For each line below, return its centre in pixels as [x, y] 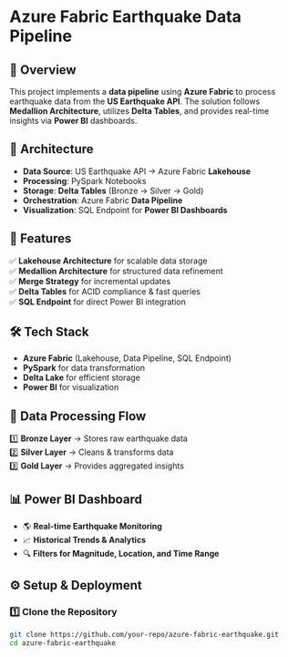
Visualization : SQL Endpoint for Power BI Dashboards [125, 210]
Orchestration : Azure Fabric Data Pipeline [103, 200]
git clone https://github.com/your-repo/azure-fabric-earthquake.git [144, 634]
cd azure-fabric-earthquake [63, 643]
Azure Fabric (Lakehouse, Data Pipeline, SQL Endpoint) [127, 358]
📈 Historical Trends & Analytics [84, 540]
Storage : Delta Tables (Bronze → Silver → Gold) [113, 190]
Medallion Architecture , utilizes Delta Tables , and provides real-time [139, 111]
